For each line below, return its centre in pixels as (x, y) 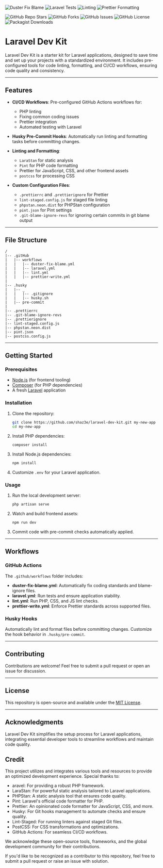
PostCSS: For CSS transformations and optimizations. (65, 827)
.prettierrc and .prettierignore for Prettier (64, 195)
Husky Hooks (21, 619)
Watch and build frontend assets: (45, 514)
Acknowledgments (34, 722)
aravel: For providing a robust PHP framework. (58, 786)
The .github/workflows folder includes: (44, 576)
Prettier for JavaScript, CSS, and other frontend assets (74, 170)
